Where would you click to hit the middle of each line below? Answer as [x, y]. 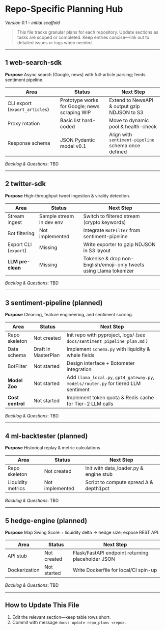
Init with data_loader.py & [114, 468]
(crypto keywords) [105, 222]
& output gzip [124, 106]
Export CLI [20, 244]
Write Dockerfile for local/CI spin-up [115, 570]
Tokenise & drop [102, 258]
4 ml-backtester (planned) [46, 436]
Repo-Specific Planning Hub [64, 9]
